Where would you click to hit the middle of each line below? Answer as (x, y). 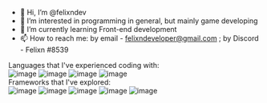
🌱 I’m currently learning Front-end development (98, 29)
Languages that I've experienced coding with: (84, 65)
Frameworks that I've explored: (59, 82)
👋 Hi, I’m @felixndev (53, 12)
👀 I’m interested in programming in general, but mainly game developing (139, 21)
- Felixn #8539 (44, 50)
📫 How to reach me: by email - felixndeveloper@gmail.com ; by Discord (139, 38)
